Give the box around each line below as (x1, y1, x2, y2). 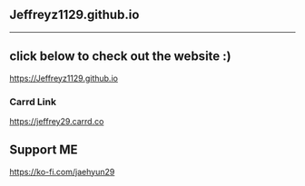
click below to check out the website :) (9, 49, 231, 64)
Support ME (9, 142, 79, 158)
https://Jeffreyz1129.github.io (9, 73, 118, 83)
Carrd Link (9, 95, 57, 108)
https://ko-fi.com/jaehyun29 (9, 166, 115, 177)
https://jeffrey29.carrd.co (9, 115, 104, 126)
